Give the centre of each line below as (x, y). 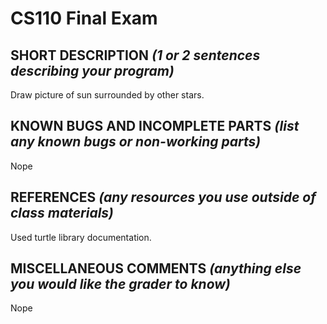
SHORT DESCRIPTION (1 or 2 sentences (135, 55)
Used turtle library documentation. (81, 237)
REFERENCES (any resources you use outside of (163, 197)
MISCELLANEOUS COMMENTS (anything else (156, 268)
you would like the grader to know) (120, 284)
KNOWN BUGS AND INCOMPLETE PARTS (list (155, 126)
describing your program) (92, 70)
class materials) (62, 213)
